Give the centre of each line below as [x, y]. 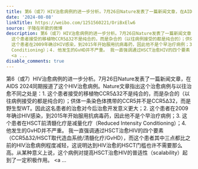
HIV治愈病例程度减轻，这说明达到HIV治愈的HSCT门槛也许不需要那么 [99, 145]
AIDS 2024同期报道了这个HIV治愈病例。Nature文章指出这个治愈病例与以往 [96, 86]
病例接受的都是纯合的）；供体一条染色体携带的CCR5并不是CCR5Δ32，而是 [101, 100]
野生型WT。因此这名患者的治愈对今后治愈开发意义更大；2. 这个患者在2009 [97, 108]
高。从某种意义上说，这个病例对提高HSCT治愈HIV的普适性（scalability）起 [97, 152]
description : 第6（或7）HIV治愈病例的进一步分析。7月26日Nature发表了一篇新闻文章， [101, 34]
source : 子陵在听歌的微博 [34, 28]
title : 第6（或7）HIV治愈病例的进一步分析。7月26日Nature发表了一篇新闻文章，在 [95, 12]
